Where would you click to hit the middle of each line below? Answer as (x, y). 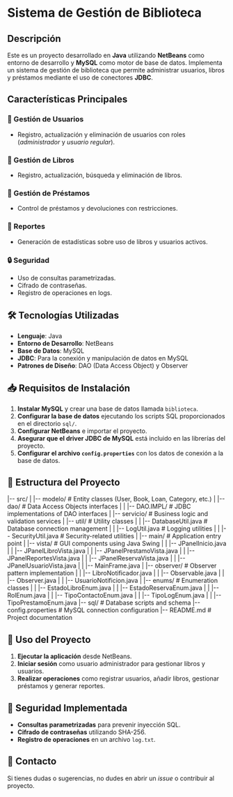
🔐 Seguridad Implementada (67, 708)
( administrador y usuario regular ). (66, 142)
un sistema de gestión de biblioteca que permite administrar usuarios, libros (116, 70)
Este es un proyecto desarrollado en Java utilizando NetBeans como (106, 55)
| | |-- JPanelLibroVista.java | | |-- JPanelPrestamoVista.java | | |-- (101, 551)
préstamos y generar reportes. (61, 686)
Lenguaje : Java (40, 335)
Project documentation (40, 618)
